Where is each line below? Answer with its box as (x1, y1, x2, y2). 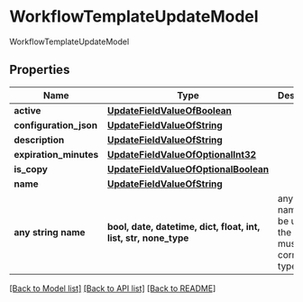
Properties (9, 62, 70, 78)
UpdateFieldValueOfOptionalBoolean (106, 162, 270, 175)
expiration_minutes (14, 148, 99, 160)
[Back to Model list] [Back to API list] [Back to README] (9, 282, 216, 294)
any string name (14, 225, 86, 238)
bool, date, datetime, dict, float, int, (106, 220, 261, 233)
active (14, 104, 41, 116)
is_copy (14, 162, 48, 175)
